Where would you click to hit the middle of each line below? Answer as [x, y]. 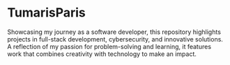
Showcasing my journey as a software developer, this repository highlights [114, 32]
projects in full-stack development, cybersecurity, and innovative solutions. [115, 39]
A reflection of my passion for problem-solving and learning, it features [109, 46]
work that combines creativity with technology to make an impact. [102, 54]
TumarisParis [46, 13]
